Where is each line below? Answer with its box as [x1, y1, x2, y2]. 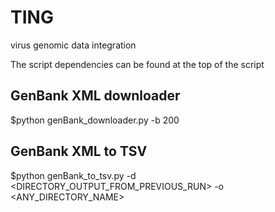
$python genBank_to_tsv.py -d [10, 169, 137, 181]
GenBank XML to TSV [10, 143, 148, 160]
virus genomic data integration [10, 39, 137, 51]
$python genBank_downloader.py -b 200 [10, 114, 180, 126]
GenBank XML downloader [10, 87, 181, 105]
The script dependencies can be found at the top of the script [10, 58, 265, 70]
